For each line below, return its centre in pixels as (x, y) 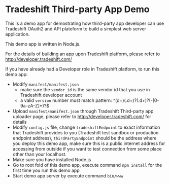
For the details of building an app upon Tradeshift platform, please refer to (83, 54)
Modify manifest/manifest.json (46, 84)
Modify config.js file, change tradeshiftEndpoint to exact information (86, 127)
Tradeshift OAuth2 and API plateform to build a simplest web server (76, 28)
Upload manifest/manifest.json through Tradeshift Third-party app (83, 111)
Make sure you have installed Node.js (52, 159)
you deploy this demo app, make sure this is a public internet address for (89, 143)
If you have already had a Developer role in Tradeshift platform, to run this (82, 69)
